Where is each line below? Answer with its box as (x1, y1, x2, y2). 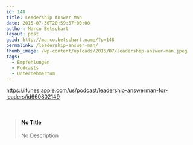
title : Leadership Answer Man (6, 14, 83, 20)
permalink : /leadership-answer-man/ (6, 43, 98, 49)
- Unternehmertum (11, 70, 55, 76)
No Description (21, 132, 59, 139)
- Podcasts (11, 64, 39, 71)
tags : (6, 54, 20, 60)
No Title (21, 119, 42, 126)
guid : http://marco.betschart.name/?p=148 (6, 37, 115, 43)
